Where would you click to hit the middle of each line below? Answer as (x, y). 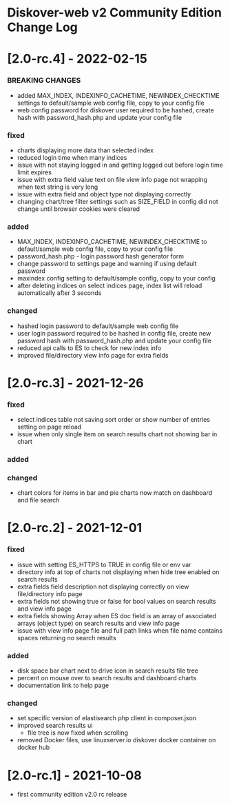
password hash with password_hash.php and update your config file (114, 340)
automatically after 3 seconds (59, 293)
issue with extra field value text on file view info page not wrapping (112, 179)
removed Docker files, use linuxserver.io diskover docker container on (116, 740)
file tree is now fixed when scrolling (78, 733)
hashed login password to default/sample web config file (98, 326)
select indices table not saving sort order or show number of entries (113, 420)
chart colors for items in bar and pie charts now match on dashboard (115, 493)
